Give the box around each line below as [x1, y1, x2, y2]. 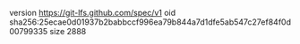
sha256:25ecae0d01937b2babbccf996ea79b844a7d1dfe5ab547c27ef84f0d [9, 17, 291, 27]
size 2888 [49, 26, 87, 36]
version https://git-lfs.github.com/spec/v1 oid [9, 8, 176, 18]
